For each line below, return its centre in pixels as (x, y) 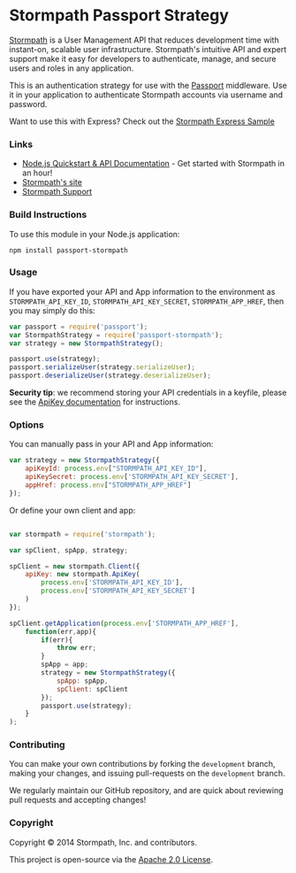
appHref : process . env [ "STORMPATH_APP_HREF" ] (108, 485)
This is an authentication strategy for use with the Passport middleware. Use (148, 85)
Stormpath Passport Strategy (119, 15)
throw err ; (76, 648)
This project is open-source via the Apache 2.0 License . (111, 859)
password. (28, 104)
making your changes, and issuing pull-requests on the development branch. (147, 773)
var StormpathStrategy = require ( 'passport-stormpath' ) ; (116, 335)
